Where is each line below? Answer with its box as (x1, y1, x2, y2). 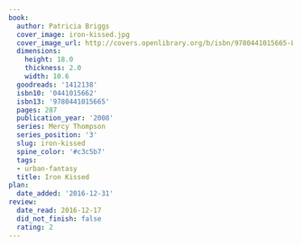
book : (8, 13, 29, 23)
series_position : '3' (16, 131, 98, 140)
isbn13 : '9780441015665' (16, 96, 110, 106)
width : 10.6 (24, 72, 69, 81)
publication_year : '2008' (16, 114, 114, 123)
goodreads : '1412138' (16, 80, 98, 89)
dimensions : (16, 47, 62, 56)
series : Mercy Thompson (16, 123, 105, 132)
